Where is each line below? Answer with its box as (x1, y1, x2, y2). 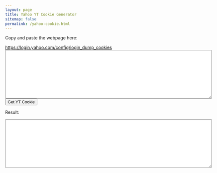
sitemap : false (5, 16, 37, 21)
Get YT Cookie (7, 99, 35, 105)
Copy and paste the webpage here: (5, 35, 78, 41)
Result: (5, 109, 19, 115)
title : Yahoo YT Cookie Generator (5, 12, 77, 17)
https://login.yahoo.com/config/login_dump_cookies (5, 44, 112, 50)
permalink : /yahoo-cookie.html (5, 21, 70, 26)
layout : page (5, 7, 32, 12)
